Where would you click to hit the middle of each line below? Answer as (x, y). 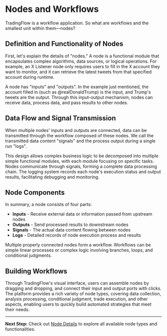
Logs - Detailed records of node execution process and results (77, 235)
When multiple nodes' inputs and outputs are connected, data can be (76, 130)
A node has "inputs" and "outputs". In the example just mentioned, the (77, 87)
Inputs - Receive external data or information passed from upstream (82, 214)
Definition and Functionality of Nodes (64, 44)
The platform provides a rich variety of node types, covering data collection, (83, 294)
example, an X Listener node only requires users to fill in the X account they (83, 66)
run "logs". (16, 146)
